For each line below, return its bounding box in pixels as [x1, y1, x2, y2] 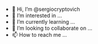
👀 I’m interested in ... [11, 12, 62, 19]
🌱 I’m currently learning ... [11, 18, 75, 25]
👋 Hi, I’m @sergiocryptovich [11, 6, 80, 12]
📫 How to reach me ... [11, 32, 67, 38]
